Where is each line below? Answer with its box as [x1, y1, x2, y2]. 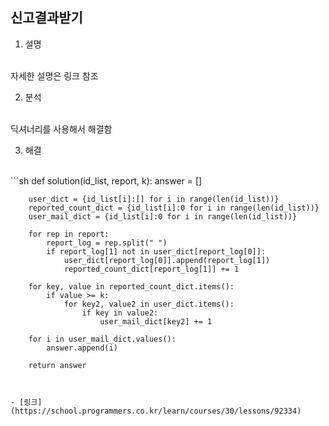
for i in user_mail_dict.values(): [28, 334, 177, 344]
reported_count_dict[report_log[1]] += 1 [63, 264, 240, 274]
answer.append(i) [46, 343, 118, 353]
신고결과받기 [10, 9, 83, 27]
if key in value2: [81, 308, 159, 318]
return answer [28, 360, 87, 370]
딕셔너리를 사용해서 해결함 [10, 123, 113, 135]
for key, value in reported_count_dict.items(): [28, 281, 235, 292]
